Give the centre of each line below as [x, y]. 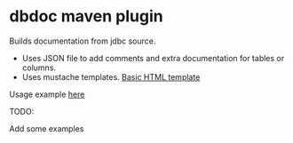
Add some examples [47, 128]
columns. [39, 68]
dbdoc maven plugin [86, 16]
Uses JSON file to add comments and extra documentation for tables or [153, 58]
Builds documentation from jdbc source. [83, 41]
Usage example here [47, 94]
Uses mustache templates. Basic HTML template [111, 76]
